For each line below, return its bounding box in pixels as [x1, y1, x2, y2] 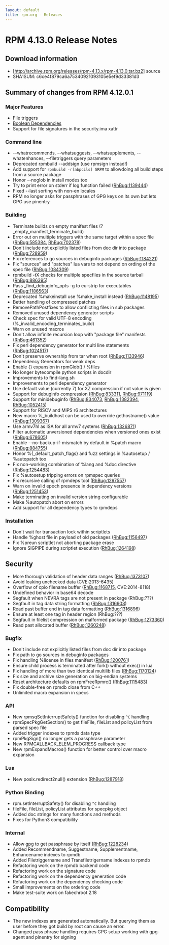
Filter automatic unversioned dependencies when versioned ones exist [12, 428, 161, 435]
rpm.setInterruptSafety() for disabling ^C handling [12, 800, 116, 806]
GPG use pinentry [12, 199, 50, 205]
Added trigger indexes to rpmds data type [12, 730, 100, 736]
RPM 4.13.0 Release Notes [5, 34, 118, 46]
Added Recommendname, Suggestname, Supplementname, [12, 846, 138, 852]
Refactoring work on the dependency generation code [12, 873, 126, 879]
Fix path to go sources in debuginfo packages [12, 652, 109, 658]
